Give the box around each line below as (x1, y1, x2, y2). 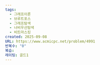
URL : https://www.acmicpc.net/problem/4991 (5, 39, 96, 44)
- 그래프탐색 (9, 21, 31, 26)
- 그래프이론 (9, 12, 31, 17)
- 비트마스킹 (9, 30, 31, 35)
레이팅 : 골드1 (5, 52, 29, 58)
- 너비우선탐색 (9, 25, 34, 30)
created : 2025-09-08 (5, 35, 48, 40)
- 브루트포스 (9, 16, 31, 21)
